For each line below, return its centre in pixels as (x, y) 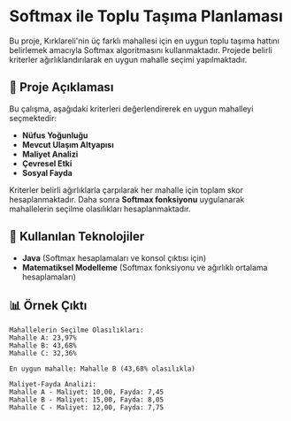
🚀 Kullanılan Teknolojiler (77, 237)
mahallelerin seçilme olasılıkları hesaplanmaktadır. (100, 209)
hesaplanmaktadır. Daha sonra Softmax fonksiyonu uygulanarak (127, 199)
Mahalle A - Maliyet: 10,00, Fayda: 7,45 (87, 392)
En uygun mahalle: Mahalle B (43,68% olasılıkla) (103, 369)
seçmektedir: (33, 118)
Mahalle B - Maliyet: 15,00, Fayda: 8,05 (87, 400)
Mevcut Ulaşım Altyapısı (68, 144)
